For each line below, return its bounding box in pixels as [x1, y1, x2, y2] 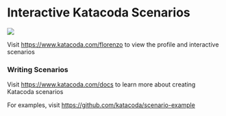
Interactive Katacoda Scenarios [7, 5, 190, 21]
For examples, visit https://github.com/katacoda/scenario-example [7, 101, 195, 109]
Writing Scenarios [7, 65, 68, 74]
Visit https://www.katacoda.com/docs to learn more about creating [7, 80, 196, 89]
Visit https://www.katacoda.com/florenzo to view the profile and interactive [7, 40, 219, 49]
